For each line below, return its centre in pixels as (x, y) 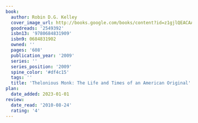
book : (12, 12)
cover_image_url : (32, 22)
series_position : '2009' (41, 67)
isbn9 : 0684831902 (34, 39)
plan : (12, 89)
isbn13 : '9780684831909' (41, 34)
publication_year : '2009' (43, 56)
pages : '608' (27, 50)
